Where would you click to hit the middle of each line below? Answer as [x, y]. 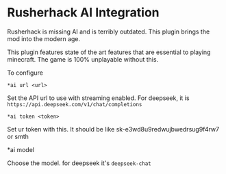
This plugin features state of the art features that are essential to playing [109, 52]
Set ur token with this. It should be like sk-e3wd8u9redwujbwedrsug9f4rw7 [113, 129]
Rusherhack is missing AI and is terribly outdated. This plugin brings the [109, 32]
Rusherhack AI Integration [83, 13]
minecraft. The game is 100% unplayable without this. [83, 59]
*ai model [21, 149]
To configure [25, 73]
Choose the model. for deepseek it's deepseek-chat [79, 163]
